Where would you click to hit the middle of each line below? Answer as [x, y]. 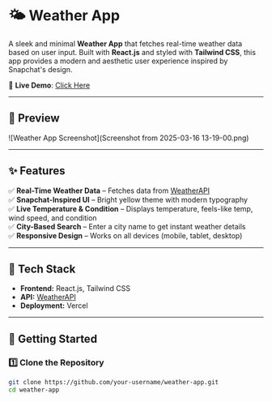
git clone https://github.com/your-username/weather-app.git [114, 383]
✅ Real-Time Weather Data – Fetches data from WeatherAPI [109, 190]
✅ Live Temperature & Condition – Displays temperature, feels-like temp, [131, 208]
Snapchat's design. [40, 69]
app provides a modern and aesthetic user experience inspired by [118, 61]
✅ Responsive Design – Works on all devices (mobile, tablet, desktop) [125, 235]
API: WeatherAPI [48, 297]
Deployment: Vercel [54, 306]
